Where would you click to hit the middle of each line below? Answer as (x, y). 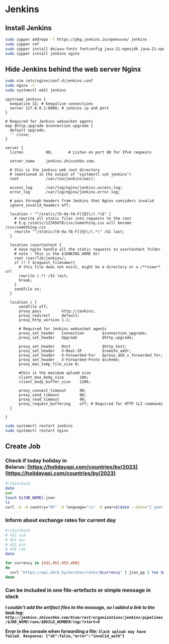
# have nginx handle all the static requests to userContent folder (88, 249)
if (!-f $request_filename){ (45, 262)
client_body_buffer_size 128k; (55, 382)
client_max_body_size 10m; (54, 377)
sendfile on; (28, 289)
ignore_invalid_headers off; (40, 205)
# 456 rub (16, 549)
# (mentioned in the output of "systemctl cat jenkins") (71, 174)
